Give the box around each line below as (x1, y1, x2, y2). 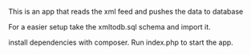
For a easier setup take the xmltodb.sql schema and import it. (8, 22, 211, 31)
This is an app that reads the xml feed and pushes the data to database (8, 7, 244, 16)
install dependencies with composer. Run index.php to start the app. (8, 37, 234, 47)
